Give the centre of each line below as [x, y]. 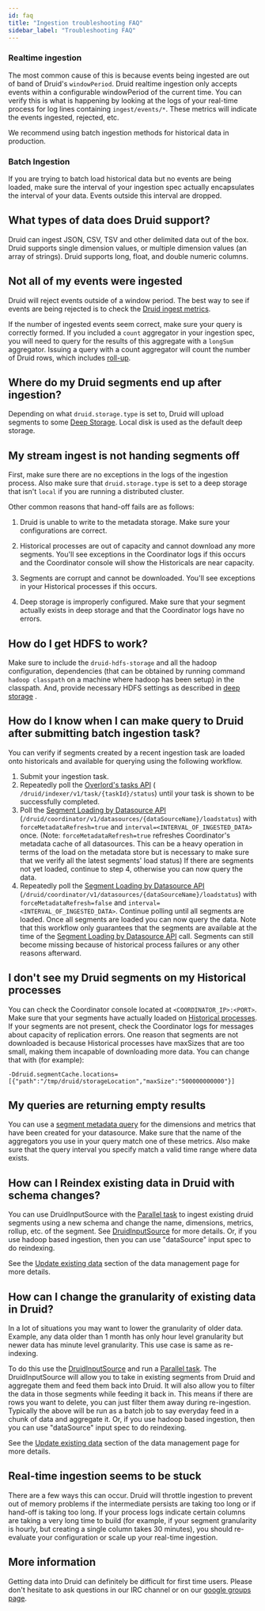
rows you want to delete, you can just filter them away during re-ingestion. [130, 1403]
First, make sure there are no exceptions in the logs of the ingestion [118, 475]
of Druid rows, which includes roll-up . [70, 358]
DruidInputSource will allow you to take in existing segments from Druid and [132, 1377]
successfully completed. [60, 801]
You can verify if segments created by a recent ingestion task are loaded [127, 752]
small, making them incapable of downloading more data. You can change [129, 1051]
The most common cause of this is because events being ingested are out [129, 75]
